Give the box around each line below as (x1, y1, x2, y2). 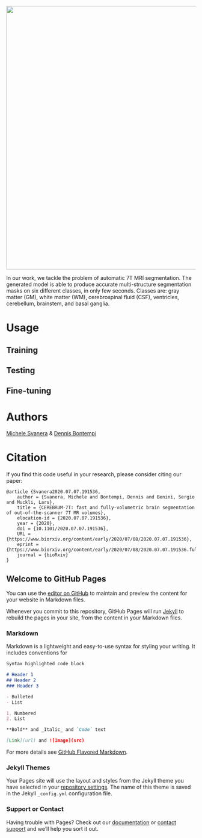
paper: (6, 477, 23, 485)
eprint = (17, 542, 39, 548)
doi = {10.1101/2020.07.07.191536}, (17, 526, 109, 532)
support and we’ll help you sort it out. (6, 825, 99, 832)
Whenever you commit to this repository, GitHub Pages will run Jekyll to (6, 608, 185, 615)
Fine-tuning (6, 386, 52, 396)
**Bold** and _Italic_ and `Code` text (6, 727, 106, 733)
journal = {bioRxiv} (17, 552, 69, 558)
